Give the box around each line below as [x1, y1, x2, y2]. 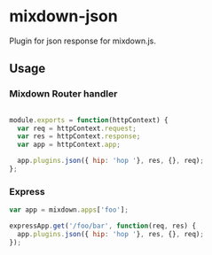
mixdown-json [9, 6, 118, 27]
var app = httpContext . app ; [17, 140, 122, 150]
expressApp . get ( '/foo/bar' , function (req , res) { [9, 221, 197, 231]
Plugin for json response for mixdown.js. [9, 35, 157, 46]
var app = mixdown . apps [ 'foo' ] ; [9, 205, 129, 214]
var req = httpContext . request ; [17, 124, 137, 133]
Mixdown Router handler [9, 88, 118, 100]
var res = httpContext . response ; [17, 132, 141, 141]
